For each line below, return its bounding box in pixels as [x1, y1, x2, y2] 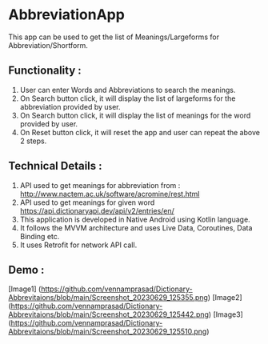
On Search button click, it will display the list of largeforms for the [19, 94, 236, 103]
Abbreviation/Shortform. [8, 40, 88, 50]
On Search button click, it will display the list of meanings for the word [19, 110, 251, 120]
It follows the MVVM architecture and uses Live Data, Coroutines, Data [19, 222, 253, 233]
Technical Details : [8, 159, 102, 173]
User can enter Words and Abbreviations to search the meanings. [19, 85, 236, 94]
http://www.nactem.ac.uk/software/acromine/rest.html [19, 189, 200, 198]
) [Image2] [207, 293, 242, 302]
